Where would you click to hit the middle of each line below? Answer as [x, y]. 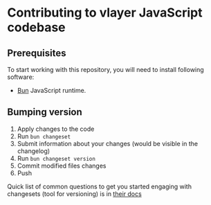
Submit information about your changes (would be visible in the [108, 143]
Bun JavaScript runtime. [52, 90]
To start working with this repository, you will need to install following [105, 70]
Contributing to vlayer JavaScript [105, 13]
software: [21, 77]
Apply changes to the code [56, 129]
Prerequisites [37, 53]
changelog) [34, 151]
